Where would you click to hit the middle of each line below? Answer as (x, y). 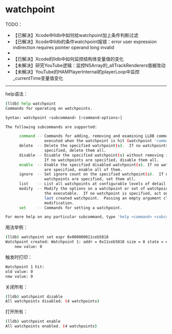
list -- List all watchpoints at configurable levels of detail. (93, 184)
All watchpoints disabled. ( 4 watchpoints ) (52, 301)
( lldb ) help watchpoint (31, 104)
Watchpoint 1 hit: (25, 267)
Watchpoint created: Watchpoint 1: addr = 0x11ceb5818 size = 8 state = (84, 242)
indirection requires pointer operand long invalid (63, 47)
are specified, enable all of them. (83, 170)
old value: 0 (19, 271)
